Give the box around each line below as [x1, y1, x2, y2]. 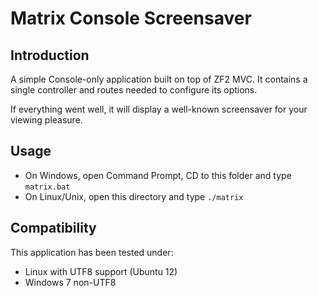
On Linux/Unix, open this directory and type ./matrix [24, 190, 244, 202]
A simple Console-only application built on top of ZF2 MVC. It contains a [10, 73, 308, 85]
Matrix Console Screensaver [10, 7, 252, 30]
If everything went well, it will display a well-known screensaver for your [10, 103, 308, 115]
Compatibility [10, 220, 97, 237]
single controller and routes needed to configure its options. [10, 84, 258, 96]
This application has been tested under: [10, 246, 174, 258]
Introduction [10, 47, 90, 64]
